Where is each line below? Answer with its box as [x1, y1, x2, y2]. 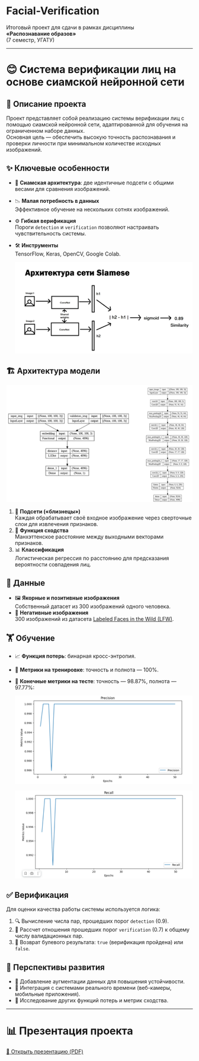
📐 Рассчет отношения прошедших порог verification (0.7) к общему [14, 926, 190, 933]
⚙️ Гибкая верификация [14, 217, 76, 224]
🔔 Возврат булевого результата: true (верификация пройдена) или [14, 939, 184, 946]
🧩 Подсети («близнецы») [14, 508, 81, 515]
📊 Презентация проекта [6, 1024, 133, 1038]
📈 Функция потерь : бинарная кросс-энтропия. [14, 652, 136, 659]
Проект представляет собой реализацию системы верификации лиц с [6, 114, 185, 122]
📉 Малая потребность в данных [14, 197, 99, 204]
